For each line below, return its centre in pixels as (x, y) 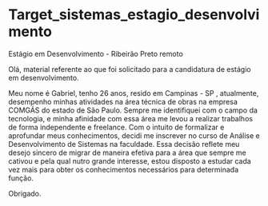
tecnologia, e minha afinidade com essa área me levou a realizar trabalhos (131, 118)
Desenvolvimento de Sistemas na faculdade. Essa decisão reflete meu (124, 144)
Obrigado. (25, 193)
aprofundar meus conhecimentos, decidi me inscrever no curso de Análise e (134, 135)
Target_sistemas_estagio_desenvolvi (134, 15)
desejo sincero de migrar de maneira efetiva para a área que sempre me (127, 153)
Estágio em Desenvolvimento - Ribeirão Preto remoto (96, 53)
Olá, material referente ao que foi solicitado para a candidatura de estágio (130, 69)
